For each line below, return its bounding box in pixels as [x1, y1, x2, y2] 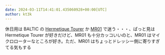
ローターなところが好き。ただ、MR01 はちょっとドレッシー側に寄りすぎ [13, 38, 160, 44]
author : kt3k [5, 12, 32, 17]
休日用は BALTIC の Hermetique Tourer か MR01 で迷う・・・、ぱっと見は [5, 26, 155, 32]
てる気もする [5, 44, 31, 50]
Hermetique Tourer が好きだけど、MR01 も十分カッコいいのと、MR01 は [5, 32, 152, 38]
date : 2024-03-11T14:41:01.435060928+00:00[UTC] [5, 7, 107, 12]
